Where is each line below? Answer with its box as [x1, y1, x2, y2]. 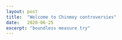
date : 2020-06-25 [6, 19, 54, 25]
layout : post [6, 8, 38, 15]
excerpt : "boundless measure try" [6, 25, 91, 31]
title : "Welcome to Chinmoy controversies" [6, 14, 117, 20]
